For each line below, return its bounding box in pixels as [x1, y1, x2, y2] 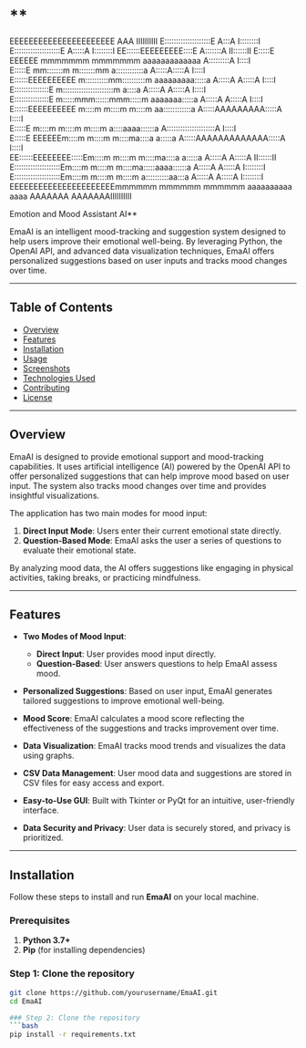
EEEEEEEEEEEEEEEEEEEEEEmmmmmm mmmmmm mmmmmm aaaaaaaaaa [9, 181, 293, 192]
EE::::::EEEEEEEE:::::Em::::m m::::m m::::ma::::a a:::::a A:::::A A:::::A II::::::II [9, 151, 277, 162]
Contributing [22, 382, 70, 393]
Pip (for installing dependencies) [22, 945, 146, 956]
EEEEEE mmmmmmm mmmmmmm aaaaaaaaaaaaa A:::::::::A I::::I [9, 55, 251, 66]
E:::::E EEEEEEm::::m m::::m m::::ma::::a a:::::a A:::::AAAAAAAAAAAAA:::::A [9, 132, 286, 143]
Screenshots [22, 362, 71, 374]
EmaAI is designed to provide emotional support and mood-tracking [9, 451, 264, 462]
